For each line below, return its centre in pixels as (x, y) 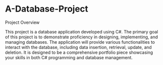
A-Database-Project (47, 9)
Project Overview (22, 22)
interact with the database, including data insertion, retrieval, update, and (78, 47)
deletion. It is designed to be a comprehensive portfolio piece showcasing (79, 52)
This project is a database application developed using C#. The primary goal (81, 32)
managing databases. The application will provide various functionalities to (80, 42)
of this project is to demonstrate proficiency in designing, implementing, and (81, 37)
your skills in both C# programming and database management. (69, 57)
